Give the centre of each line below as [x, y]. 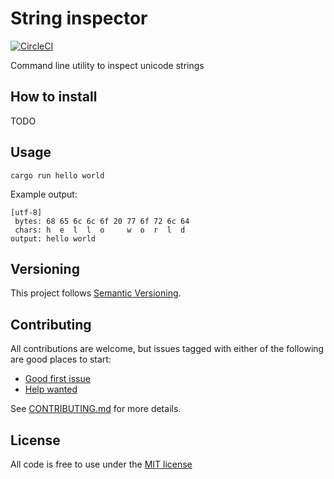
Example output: [44, 194]
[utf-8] [26, 212]
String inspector [79, 18]
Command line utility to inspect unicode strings [107, 65]
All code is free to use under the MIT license [101, 464]
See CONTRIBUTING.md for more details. [96, 409]
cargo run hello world [57, 175]
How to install [54, 97]
